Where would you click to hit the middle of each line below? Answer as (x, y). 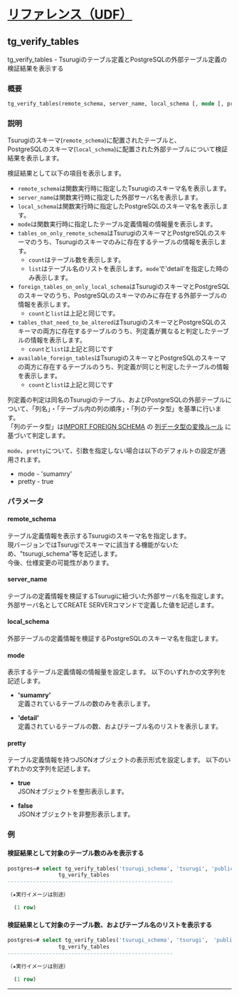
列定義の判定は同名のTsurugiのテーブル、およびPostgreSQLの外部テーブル (117, 400)
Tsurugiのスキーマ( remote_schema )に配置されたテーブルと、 (94, 141)
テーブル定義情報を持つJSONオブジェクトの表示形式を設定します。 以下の (116, 760)
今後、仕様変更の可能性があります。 (60, 562)
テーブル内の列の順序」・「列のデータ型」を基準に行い (137, 409)
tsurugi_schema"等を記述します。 (72, 553)
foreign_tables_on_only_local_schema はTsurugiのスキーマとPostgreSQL (124, 287)
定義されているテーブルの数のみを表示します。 (86, 704)
